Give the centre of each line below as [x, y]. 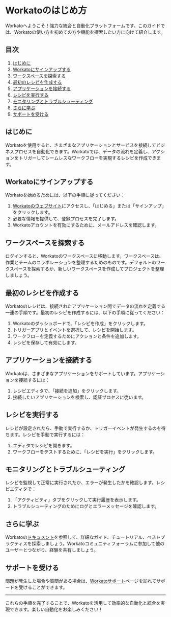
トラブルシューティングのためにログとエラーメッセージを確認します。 [86, 506]
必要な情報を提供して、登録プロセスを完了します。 [66, 219]
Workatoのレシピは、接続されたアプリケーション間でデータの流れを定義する [85, 306]
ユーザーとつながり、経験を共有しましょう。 [52, 550]
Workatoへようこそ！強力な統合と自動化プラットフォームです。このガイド [83, 26]
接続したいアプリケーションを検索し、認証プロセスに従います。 [79, 397]
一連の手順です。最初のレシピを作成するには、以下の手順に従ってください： [85, 313]
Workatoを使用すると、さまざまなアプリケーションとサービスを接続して [81, 145]
